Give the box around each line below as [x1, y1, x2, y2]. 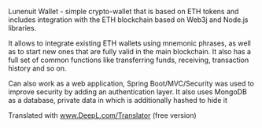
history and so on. [8, 64, 67, 73]
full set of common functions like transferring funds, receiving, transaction [8, 55, 249, 64]
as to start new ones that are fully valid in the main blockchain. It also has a [8, 47, 252, 56]
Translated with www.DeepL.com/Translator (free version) [8, 111, 197, 120]
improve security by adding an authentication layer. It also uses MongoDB [8, 87, 248, 97]
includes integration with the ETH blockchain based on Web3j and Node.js [8, 15, 249, 24]
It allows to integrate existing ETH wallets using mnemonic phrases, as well [8, 38, 252, 48]
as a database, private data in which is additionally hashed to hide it [8, 96, 228, 104]
